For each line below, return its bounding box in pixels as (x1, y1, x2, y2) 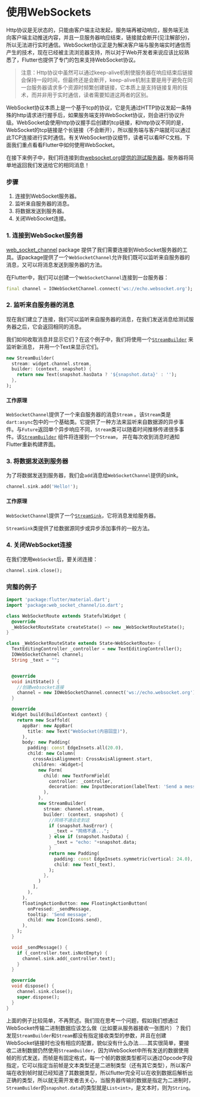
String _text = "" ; (11, 657, 60, 663)
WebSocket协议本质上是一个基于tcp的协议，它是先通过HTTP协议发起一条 (6, 104, 186, 111)
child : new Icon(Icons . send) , (27, 917, 102, 923)
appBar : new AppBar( (21, 723, 73, 729)
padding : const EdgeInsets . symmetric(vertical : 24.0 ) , (54, 856, 193, 862)
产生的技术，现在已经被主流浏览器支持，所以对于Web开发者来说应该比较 (6, 48, 185, 56)
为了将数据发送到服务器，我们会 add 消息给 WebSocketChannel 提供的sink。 (6, 472, 182, 479)
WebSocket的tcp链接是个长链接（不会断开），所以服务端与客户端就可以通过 (6, 126, 191, 133)
